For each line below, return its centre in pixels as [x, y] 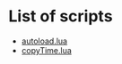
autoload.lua [44, 41]
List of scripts [61, 16]
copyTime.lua [47, 50]
